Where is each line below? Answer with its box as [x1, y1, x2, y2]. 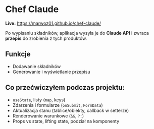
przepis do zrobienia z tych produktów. [5, 35, 87, 41]
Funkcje [5, 50, 31, 58]
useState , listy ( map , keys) [12, 97, 66, 103]
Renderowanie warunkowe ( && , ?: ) [12, 112, 84, 119]
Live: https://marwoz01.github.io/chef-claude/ [5, 20, 101, 26]
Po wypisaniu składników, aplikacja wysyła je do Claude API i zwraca [5, 30, 149, 36]
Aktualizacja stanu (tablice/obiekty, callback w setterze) [12, 107, 129, 113]
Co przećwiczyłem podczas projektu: [5, 83, 125, 92]
